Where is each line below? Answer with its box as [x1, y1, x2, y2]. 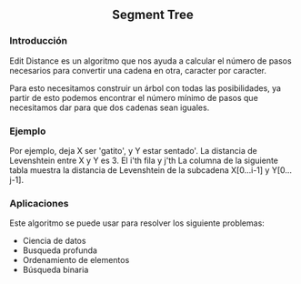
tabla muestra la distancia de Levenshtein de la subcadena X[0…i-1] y [9, 164, 270, 176]
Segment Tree [112, 7, 194, 23]
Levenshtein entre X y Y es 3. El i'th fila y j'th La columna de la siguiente [9, 155, 279, 166]
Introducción [9, 35, 68, 47]
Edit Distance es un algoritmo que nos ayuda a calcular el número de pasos [9, 55, 293, 66]
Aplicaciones [9, 197, 69, 209]
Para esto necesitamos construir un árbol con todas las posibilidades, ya [9, 82, 282, 94]
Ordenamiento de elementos [22, 255, 130, 266]
